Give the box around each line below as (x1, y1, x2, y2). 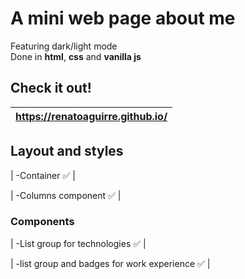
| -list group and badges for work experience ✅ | (10, 257, 211, 269)
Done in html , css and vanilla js (10, 50, 142, 62)
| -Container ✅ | (10, 169, 76, 181)
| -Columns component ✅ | (10, 189, 122, 201)
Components (10, 215, 75, 229)
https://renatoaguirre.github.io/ (15, 109, 168, 123)
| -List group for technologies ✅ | (10, 237, 147, 249)
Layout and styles (10, 143, 124, 160)
